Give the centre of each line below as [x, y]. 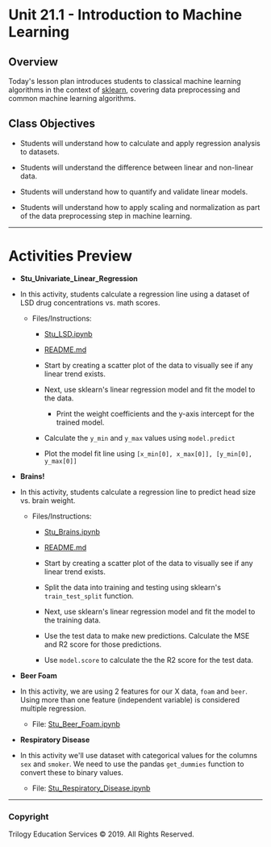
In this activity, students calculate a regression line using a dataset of [135, 294]
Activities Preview [71, 256]
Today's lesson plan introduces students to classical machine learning [125, 81]
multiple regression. [53, 708]
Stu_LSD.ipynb [68, 333]
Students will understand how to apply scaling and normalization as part [140, 207]
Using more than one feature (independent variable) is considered [130, 699]
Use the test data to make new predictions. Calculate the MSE [147, 635]
